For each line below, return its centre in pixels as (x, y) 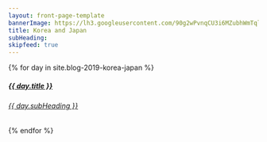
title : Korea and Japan (48, 30)
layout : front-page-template (56, 15)
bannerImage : (30, 23)
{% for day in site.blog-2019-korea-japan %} (81, 67)
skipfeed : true (33, 45)
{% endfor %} (31, 130)
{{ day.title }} (31, 86)
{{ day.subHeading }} (43, 106)
